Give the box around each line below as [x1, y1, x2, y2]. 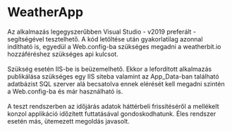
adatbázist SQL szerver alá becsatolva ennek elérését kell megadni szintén [7, 79, 225, 88]
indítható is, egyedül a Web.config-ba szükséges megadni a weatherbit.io [7, 42, 221, 51]
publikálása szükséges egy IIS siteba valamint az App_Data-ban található [7, 72, 220, 81]
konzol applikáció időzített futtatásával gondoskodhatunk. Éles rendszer [7, 110, 216, 118]
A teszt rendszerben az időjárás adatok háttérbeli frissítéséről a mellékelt [7, 102, 219, 110]
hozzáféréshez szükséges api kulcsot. [7, 50, 118, 58]
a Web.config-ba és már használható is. [7, 87, 123, 95]
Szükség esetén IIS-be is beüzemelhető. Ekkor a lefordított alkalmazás [7, 65, 212, 73]
